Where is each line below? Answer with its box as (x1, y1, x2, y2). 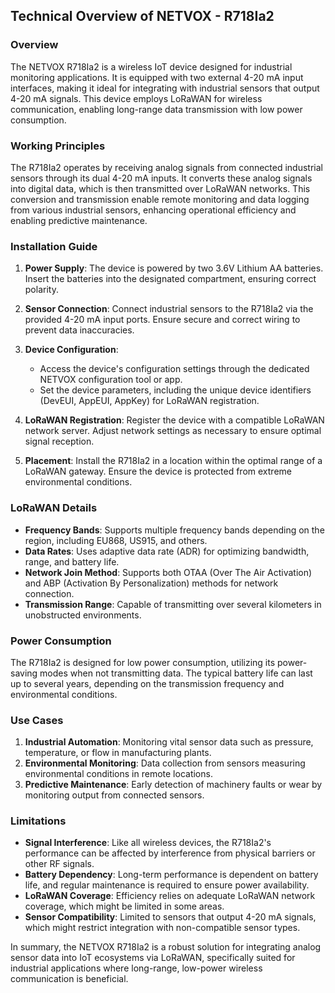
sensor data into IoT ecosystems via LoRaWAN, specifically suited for (10, 952, 296, 964)
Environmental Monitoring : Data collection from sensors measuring (24, 757, 306, 769)
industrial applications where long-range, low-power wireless (10, 962, 263, 974)
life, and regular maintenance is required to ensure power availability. (24, 879, 310, 891)
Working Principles (10, 139, 106, 153)
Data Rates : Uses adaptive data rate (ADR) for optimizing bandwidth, (24, 545, 310, 557)
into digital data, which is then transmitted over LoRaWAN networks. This (10, 182, 311, 194)
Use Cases (10, 713, 64, 727)
